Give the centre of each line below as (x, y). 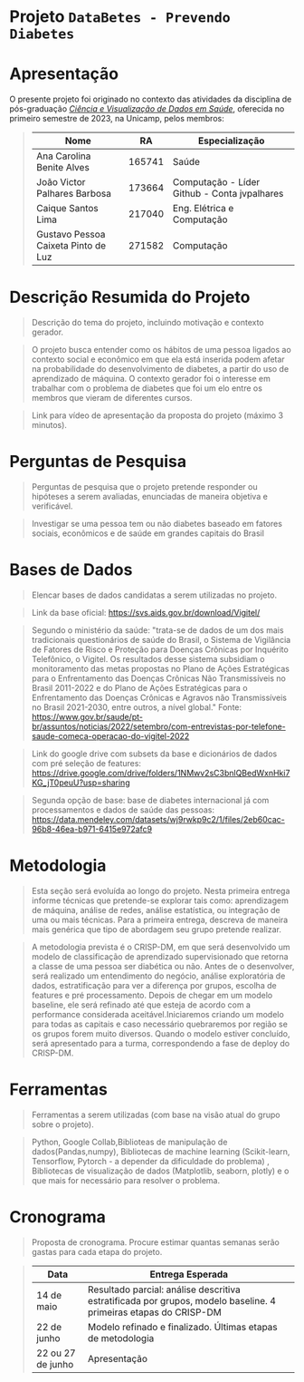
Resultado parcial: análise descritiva (164, 1290)
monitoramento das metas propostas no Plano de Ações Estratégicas (160, 668)
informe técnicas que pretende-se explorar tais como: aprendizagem (160, 900)
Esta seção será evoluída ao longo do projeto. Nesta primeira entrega (161, 891)
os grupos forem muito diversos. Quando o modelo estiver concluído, (161, 1033)
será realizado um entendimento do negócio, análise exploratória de (158, 976)
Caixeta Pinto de (71, 246)
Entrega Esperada (189, 1274)
